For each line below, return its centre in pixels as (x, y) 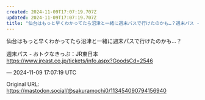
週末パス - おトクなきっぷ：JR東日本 (52, 54)
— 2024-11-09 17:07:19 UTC (41, 73)
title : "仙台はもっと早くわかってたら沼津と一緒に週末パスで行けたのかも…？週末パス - (103, 23)
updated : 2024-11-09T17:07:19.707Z (52, 18)
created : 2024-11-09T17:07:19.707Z (52, 12)
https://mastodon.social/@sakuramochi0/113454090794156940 (86, 91)
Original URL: (23, 84)
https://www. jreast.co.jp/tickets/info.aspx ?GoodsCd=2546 (80, 61)
